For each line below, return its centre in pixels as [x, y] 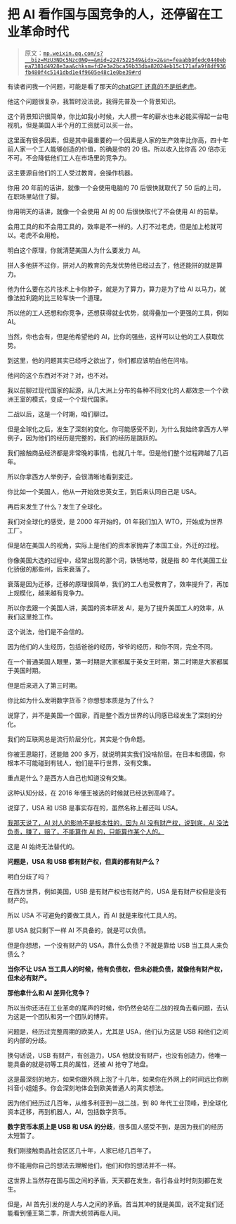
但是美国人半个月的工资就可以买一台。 [81, 125]
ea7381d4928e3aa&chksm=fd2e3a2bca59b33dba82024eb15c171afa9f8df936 [125, 66]
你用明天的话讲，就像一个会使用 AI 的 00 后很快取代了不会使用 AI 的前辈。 [115, 211]
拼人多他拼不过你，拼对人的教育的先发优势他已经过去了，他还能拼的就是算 [115, 265]
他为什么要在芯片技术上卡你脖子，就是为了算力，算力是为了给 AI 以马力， [113, 289]
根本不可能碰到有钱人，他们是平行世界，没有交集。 [81, 762]
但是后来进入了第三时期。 [44, 685]
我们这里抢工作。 [32, 617]
